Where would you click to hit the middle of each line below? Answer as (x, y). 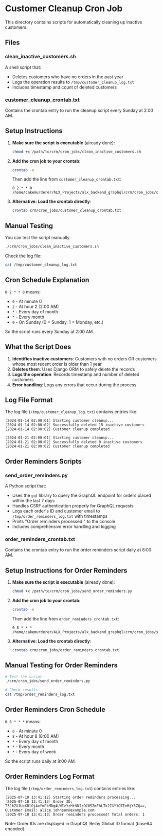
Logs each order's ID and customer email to (56, 511)
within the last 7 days (33, 501)
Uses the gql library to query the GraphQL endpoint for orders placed (82, 495)
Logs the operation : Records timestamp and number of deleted (76, 374)
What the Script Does (38, 347)
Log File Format (29, 400)
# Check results (21, 690)
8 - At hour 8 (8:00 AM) (36, 736)
